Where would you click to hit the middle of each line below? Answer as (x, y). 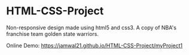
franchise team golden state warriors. (52, 33)
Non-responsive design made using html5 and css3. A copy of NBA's (91, 27)
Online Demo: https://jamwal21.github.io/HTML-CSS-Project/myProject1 (94, 45)
